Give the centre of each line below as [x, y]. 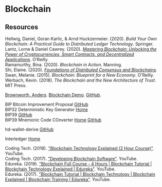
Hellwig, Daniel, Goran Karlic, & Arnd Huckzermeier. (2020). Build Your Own [81, 39]
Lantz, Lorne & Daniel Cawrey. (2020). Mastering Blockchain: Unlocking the [81, 49]
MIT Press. [16, 85]
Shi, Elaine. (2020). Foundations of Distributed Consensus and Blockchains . [81, 70]
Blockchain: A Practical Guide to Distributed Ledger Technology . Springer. [80, 44]
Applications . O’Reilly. [27, 59]
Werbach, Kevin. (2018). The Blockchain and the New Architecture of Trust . [81, 80]
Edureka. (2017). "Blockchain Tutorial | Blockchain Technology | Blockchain [80, 174]
